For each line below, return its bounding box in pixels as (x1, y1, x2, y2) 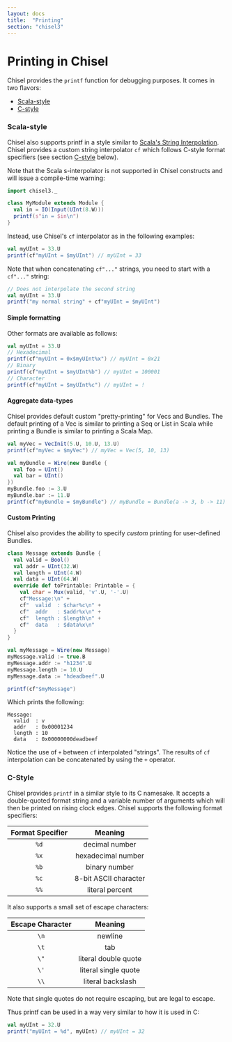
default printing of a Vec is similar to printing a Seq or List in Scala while (7, 419, 214, 428)
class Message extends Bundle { (7, 549, 101, 557)
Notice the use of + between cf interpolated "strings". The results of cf (7, 748, 210, 757)
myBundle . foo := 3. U (7, 486, 68, 493)
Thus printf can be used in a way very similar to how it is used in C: (7, 1008, 200, 1016)
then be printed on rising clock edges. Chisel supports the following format (7, 803, 223, 812)
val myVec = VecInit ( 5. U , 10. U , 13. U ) (7, 440, 120, 447)
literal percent (86, 884, 132, 894)
